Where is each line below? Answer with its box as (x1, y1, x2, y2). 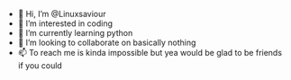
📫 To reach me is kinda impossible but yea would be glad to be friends (17, 48, 282, 58)
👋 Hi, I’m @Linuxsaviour (17, 9, 106, 19)
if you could (17, 60, 63, 71)
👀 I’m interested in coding (17, 18, 114, 29)
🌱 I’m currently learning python (17, 28, 133, 38)
